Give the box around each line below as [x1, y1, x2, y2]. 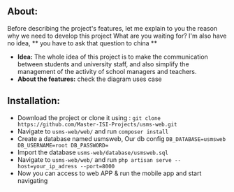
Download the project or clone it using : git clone [17, 113, 161, 121]
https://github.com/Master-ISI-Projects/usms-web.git [17, 121, 177, 128]
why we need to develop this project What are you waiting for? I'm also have [7, 31, 227, 40]
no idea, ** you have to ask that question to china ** [7, 38, 157, 47]
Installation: [7, 95, 61, 107]
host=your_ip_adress [17, 163, 78, 170]
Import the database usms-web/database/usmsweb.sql [17, 148, 169, 156]
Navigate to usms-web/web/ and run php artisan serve [17, 155, 173, 163]
